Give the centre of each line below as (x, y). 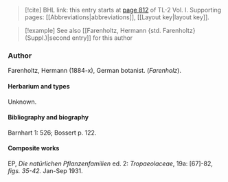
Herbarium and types (39, 86)
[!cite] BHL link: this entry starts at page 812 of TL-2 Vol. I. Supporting (123, 10)
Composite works (34, 148)
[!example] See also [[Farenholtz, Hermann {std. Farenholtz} (110, 31)
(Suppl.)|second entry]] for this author (79, 38)
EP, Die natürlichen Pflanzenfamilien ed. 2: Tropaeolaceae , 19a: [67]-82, (111, 163)
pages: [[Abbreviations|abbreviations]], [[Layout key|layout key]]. (117, 17)
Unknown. (22, 102)
